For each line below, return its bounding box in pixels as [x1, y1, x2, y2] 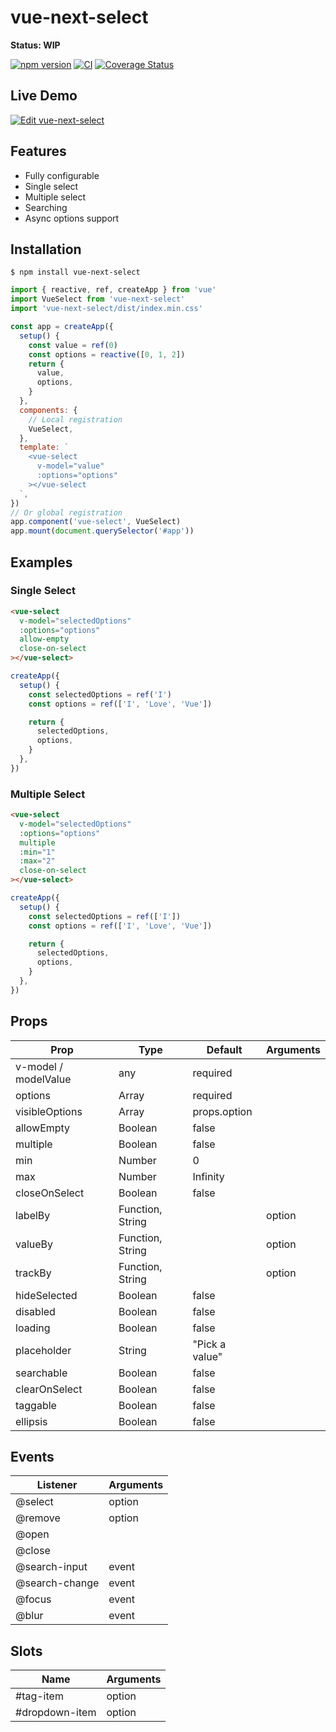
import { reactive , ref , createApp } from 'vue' [10, 285, 217, 295]
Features [10, 143, 67, 160]
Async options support [24, 212, 120, 224]
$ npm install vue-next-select [10, 267, 141, 278]
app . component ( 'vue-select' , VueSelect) [10, 517, 182, 527]
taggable [15, 1398, 57, 1412]
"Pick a [192, 1337, 227, 1351]
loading [15, 1321, 51, 1335]
